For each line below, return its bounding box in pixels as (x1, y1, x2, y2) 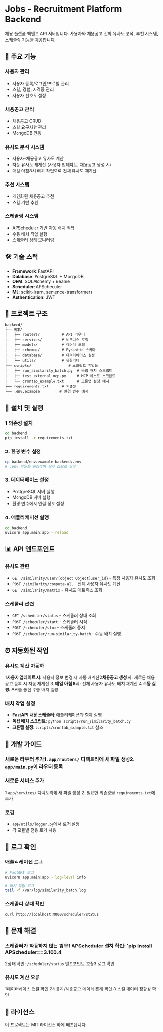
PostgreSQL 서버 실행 (12, 489, 54, 494)
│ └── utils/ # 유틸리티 (5, 358, 80, 363)
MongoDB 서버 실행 (12, 494, 51, 500)
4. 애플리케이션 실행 (5, 514, 49, 521)
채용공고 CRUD (12, 118, 42, 124)
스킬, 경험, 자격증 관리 (12, 86, 54, 92)
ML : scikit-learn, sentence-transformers (12, 289, 93, 295)
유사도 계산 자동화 (5, 662, 45, 669)
